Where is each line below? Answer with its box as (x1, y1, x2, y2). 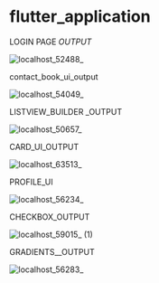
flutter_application (9, 6, 151, 27)
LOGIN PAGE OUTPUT (9, 36, 92, 47)
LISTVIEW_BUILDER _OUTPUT (9, 106, 123, 117)
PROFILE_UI (9, 176, 54, 187)
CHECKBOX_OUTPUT (9, 211, 90, 222)
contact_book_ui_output (9, 71, 98, 82)
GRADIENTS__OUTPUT (9, 246, 95, 257)
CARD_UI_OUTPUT (9, 141, 79, 152)
